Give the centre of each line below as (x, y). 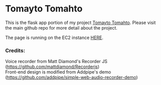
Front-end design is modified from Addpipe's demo (58, 72)
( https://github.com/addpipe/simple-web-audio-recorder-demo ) (71, 77)
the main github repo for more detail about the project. (61, 27)
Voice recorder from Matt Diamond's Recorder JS (56, 61)
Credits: (15, 50)
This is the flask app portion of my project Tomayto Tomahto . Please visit (80, 22)
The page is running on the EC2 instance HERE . (54, 37)
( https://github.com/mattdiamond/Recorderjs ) (52, 67)
